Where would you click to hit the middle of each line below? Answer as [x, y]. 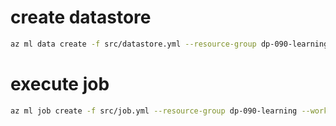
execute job [60, 84]
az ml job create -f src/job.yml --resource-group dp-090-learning [154, 111]
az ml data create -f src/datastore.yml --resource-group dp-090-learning [169, 44]
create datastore [81, 17]
